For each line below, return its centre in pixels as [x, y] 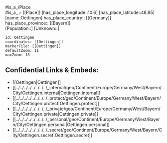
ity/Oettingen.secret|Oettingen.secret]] [52, 135]
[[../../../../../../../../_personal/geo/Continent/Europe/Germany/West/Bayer [86, 119]
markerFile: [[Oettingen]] [33, 46]
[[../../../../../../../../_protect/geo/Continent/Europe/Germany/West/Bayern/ [86, 98]
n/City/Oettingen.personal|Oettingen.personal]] [61, 125]
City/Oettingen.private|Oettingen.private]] [55, 114]
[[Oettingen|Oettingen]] [37, 82]
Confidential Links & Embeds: [52, 70]
